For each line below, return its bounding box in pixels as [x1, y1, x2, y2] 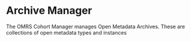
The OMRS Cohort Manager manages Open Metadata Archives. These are [6, 23, 186, 30]
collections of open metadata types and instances [6, 29, 127, 36]
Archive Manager [6, 4, 93, 17]
